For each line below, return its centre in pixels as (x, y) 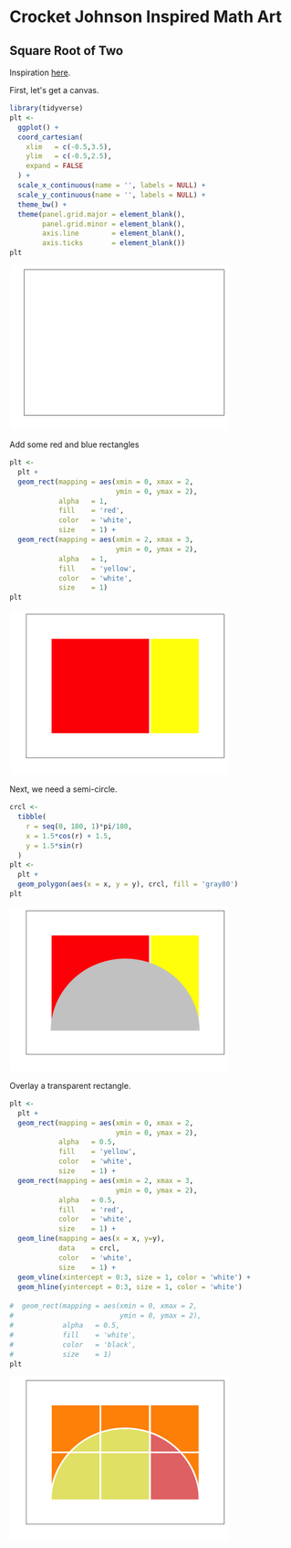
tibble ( (32, 817)
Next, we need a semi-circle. (63, 789)
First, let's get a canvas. (54, 90)
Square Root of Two (67, 51)
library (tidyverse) (47, 108)
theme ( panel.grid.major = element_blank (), (101, 214)
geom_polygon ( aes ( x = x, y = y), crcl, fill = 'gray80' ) (128, 884)
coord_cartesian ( (51, 137)
